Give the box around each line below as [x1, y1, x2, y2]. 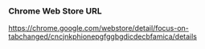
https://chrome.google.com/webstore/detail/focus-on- [8, 24, 189, 33]
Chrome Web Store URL [8, 6, 102, 17]
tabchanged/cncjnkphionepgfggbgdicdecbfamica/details [8, 32, 197, 41]
